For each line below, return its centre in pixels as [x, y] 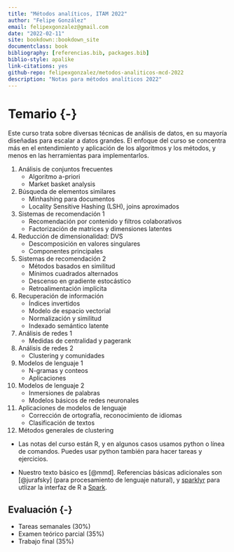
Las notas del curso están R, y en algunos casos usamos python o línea [121, 444]
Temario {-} [43, 114]
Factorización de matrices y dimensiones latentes [100, 229]
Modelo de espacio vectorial [70, 311]
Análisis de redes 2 [46, 348]
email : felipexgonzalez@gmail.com [58, 27]
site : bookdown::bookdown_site [54, 40]
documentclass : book [38, 46]
